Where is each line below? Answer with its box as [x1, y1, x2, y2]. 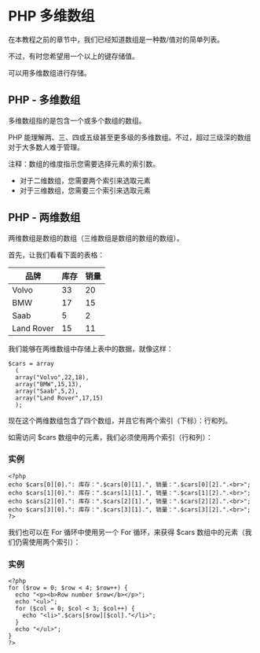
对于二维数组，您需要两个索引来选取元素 [19, 175, 151, 185]
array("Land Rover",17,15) [15, 394, 104, 402]
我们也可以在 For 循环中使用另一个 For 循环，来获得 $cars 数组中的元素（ [8, 527, 246, 537]
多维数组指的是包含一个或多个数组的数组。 [8, 116, 146, 125]
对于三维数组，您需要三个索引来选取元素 [19, 186, 151, 195]
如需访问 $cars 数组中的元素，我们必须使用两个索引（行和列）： [8, 432, 214, 441]
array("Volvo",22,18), [15, 373, 90, 382]
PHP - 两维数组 [8, 211, 81, 224]
